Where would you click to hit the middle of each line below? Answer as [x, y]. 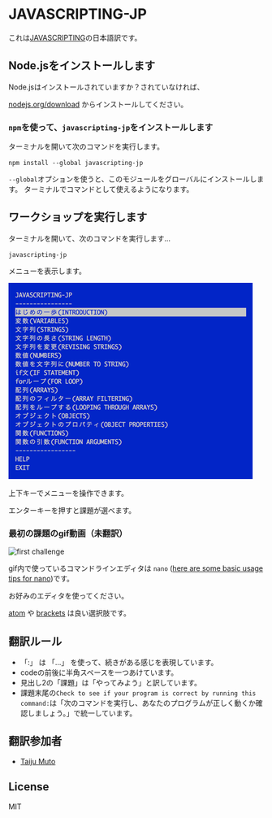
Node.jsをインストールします [82, 66]
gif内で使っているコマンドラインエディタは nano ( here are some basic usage [136, 568]
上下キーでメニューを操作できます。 [68, 493]
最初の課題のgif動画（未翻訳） [68, 533]
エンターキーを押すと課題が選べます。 [72, 510]
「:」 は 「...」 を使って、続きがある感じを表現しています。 [119, 662]
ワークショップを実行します [78, 218]
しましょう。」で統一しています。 [82, 713]
